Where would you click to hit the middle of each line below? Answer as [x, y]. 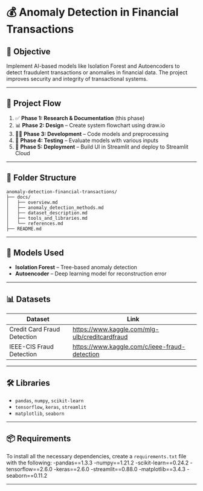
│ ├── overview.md [32, 202]
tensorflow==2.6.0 [29, 469]
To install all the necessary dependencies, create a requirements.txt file [96, 456]
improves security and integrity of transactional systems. [77, 79]
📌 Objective [28, 52]
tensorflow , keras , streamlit [50, 407]
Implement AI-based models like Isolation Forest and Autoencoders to [93, 66]
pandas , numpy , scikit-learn [49, 400]
